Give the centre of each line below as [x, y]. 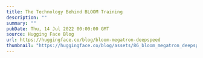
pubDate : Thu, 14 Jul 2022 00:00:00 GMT [58, 29]
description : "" [27, 18]
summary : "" [21, 23]
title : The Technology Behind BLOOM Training [64, 12]
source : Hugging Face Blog [40, 34]
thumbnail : [20, 46]
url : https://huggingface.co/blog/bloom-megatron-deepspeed [84, 40]
